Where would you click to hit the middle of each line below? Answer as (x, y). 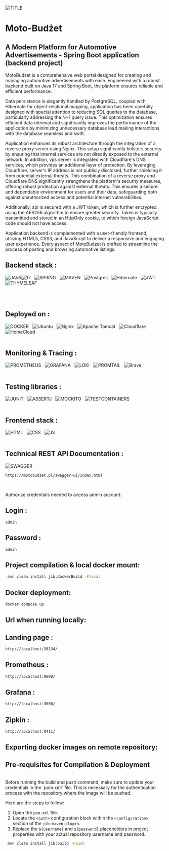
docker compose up (25, 604)
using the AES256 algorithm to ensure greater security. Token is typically (81, 212)
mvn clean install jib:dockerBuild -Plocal (54, 577)
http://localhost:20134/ (31, 649)
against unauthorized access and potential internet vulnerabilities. (74, 197)
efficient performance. (29, 91)
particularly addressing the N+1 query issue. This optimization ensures (79, 117)
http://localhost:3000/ (30, 704)
